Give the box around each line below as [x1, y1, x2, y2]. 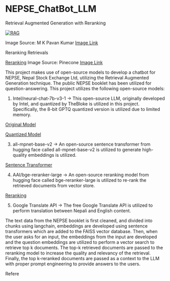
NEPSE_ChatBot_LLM [5, 3, 96, 15]
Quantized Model [5, 131, 42, 137]
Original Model [5, 121, 37, 127]
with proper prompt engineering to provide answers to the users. [5, 261, 141, 267]
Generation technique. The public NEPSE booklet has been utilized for [5, 80, 152, 86]
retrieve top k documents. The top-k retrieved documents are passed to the [5, 244, 163, 250]
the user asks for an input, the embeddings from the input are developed [5, 234, 157, 240]
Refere [5, 270, 19, 276]
